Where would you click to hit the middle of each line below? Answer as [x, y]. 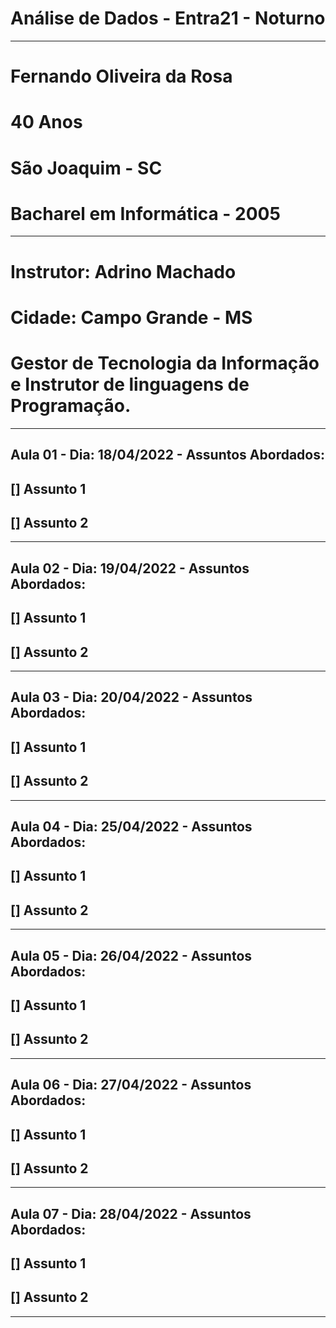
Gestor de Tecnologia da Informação [165, 363]
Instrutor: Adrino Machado [123, 271]
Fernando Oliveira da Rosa [121, 76]
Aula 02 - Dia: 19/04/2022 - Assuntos [130, 568]
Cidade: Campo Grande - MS [131, 317]
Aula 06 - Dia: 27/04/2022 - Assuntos [131, 1085]
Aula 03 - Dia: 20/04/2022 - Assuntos [131, 697]
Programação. [71, 406]
